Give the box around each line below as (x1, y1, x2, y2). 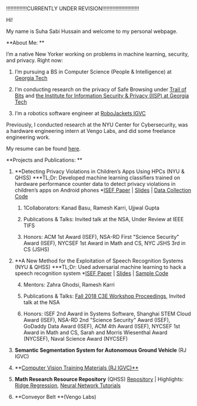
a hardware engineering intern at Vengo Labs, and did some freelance (6, 128, 176, 134)
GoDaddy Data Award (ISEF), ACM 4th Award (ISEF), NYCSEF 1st (23, 323, 181, 330)
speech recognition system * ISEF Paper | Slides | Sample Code (14, 270, 169, 277)
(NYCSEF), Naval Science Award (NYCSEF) (23, 335, 128, 342)
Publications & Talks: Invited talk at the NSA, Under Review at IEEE (23, 216, 184, 222)
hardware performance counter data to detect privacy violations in (14, 181, 176, 187)
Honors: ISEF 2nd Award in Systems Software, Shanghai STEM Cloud (23, 310, 191, 317)
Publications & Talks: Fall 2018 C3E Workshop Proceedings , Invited (23, 292, 186, 299)
